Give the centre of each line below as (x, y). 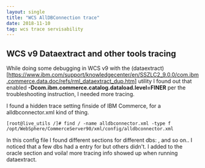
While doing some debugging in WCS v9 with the (68, 68)
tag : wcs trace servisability (45, 29)
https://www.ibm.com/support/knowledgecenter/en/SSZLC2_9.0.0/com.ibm (103, 75)
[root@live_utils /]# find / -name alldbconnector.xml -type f (89, 124)
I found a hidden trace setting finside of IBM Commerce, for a (84, 106)
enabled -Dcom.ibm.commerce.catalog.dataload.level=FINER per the (96, 88)
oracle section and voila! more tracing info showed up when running (92, 153)
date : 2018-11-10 (28, 23)
